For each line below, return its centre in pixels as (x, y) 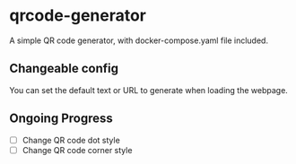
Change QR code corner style (77, 150)
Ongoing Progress (61, 119)
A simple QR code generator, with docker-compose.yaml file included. (139, 40)
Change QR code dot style (71, 140)
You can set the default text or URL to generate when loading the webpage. (149, 90)
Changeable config (64, 69)
